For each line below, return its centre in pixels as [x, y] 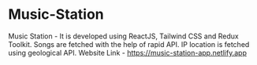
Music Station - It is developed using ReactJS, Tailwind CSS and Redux [123, 36]
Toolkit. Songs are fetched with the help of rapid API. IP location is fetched [129, 44]
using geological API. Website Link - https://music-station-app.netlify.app [127, 52]
